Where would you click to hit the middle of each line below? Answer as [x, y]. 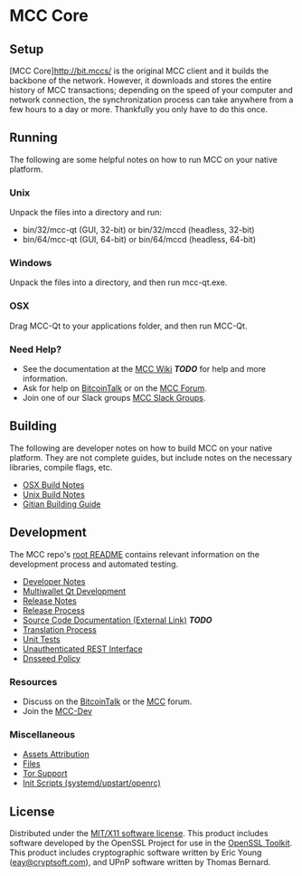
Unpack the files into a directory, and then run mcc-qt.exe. [118, 282]
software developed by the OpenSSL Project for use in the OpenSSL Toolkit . [151, 843]
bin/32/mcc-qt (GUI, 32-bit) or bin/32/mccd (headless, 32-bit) [138, 230]
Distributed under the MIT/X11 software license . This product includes [139, 833]
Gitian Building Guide [61, 504]
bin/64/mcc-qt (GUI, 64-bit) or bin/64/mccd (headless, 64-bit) [139, 240]
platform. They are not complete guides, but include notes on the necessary [151, 457]
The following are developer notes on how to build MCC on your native [141, 448]
